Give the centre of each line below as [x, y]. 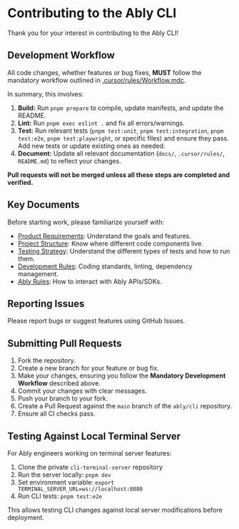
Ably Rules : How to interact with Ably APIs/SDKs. [90, 281]
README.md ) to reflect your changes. [69, 161]
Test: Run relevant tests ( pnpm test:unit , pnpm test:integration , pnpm [121, 131]
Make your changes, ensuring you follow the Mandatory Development [122, 376]
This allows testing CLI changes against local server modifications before [115, 510]
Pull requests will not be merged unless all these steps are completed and [119, 175]
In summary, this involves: [46, 94]
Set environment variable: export [66, 482]
